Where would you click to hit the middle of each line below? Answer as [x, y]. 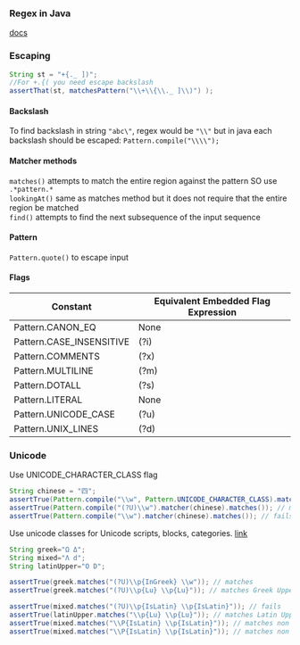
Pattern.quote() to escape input [69, 257]
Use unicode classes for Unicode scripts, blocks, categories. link [129, 533]
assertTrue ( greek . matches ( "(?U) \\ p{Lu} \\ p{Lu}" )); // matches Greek [142, 591]
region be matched [44, 207]
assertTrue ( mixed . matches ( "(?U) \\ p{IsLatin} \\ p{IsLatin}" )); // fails [145, 607]
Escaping [30, 56]
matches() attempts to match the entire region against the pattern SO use [143, 180]
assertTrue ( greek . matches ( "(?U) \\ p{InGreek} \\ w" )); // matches [131, 583]
